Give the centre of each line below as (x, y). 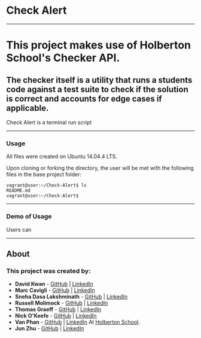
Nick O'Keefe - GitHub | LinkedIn (56, 316)
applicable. (28, 108)
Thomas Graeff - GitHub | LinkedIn (58, 309)
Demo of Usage (29, 217)
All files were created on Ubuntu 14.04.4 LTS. (62, 157)
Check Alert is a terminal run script (49, 122)
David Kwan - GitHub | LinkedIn (54, 284)
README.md (19, 191)
